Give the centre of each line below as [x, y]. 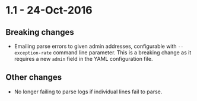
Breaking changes [40, 32]
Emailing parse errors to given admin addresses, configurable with [95, 46]
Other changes [34, 77]
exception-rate [33, 53]
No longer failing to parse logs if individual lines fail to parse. [88, 92]
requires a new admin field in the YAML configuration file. [83, 59]
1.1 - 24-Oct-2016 [49, 10]
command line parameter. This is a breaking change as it [122, 53]
